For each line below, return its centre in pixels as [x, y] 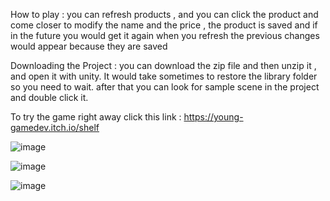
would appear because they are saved [89, 46]
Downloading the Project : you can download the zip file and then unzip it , [163, 65]
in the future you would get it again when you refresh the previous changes [165, 35]
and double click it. [49, 97]
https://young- [213, 117]
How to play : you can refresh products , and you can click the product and [164, 14]
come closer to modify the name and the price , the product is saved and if [164, 25]
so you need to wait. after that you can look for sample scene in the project [165, 87]
